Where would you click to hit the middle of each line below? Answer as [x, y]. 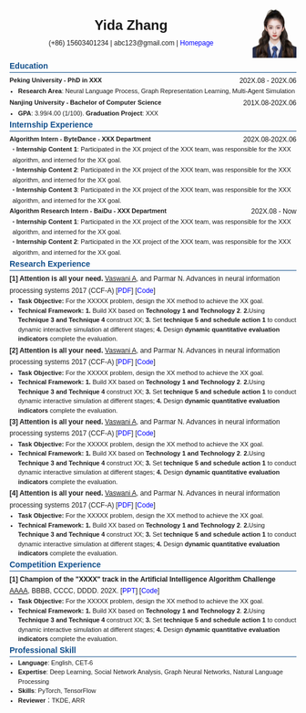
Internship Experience [51, 124]
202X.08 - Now [274, 212]
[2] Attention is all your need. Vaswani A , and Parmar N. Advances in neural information [145, 351]
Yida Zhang [131, 25]
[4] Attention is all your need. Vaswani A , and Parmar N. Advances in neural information [145, 493]
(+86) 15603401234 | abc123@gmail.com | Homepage [131, 43]
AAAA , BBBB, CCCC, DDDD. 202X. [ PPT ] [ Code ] [85, 591]
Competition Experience [56, 564]
